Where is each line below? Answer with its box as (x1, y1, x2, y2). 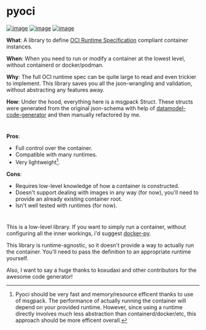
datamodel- (156, 104, 186, 111)
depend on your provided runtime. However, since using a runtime (15, 303, 183, 310)
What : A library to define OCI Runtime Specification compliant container (6, 36, 189, 43)
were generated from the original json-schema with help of (6, 104, 155, 111)
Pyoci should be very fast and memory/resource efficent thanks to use (15, 290, 194, 298)
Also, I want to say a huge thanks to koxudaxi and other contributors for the (6, 266, 197, 274)
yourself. (6, 254, 29, 261)
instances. (6, 43, 32, 50)
